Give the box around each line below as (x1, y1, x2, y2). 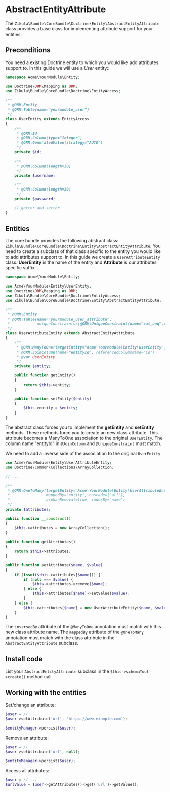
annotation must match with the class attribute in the (5, 635, 115, 641)
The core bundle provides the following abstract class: (5, 238, 119, 244)
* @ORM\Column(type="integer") (16, 136, 82, 141)
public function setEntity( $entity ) (14, 396, 92, 401)
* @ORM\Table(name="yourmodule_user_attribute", (7, 316, 112, 322)
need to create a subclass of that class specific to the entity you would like (5, 248, 161, 255)
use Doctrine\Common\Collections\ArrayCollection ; (5, 465, 114, 470)
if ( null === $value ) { (23, 577, 73, 582)
